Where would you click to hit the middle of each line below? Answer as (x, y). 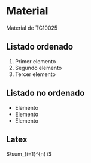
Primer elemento (35, 61)
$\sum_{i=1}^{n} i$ (29, 154)
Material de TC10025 (32, 28)
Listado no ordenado (45, 93)
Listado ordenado (40, 47)
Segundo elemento (38, 68)
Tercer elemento (35, 74)
